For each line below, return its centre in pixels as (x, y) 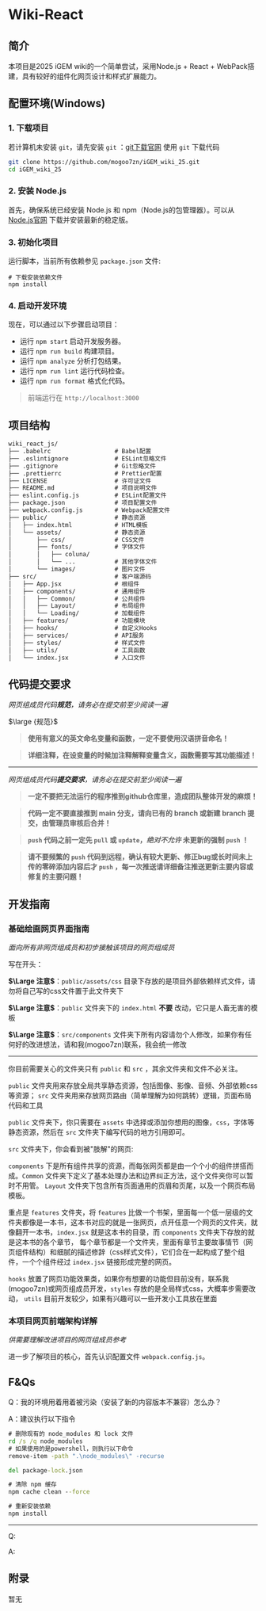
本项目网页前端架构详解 (53, 1321)
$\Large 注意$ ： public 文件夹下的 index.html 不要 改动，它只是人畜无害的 (129, 1007)
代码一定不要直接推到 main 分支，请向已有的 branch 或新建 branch (137, 813)
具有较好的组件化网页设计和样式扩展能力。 (91, 76)
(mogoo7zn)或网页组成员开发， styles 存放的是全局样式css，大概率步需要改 (132, 1288)
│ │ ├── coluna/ (49, 555)
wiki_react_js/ (33, 444)
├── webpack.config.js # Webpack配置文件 (89, 510)
